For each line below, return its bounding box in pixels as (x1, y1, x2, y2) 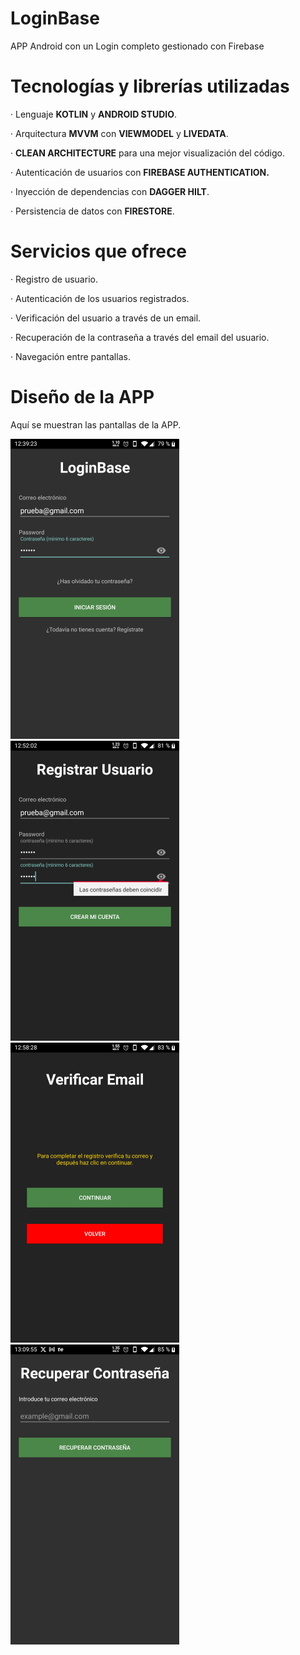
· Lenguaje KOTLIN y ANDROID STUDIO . (10, 108, 178, 120)
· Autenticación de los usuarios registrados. (10, 292, 190, 304)
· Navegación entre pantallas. (10, 350, 131, 362)
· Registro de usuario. (10, 273, 98, 285)
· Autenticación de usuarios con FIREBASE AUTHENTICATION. (10, 166, 270, 178)
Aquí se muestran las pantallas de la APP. (10, 418, 182, 431)
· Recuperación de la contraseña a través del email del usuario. (10, 331, 270, 343)
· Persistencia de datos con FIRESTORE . (10, 205, 175, 217)
